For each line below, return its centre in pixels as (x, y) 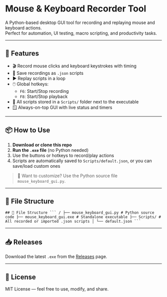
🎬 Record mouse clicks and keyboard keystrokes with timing (74, 66)
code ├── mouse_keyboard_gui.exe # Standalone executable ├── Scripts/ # (83, 217)
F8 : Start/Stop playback (44, 96)
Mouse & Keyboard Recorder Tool (76, 9)
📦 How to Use (28, 130)
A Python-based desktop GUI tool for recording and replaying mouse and (80, 22)
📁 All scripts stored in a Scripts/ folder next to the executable (76, 102)
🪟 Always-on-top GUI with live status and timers (62, 107)
